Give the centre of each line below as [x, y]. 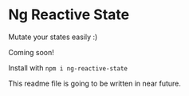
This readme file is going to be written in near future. [95, 83]
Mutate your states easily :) [53, 37]
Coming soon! [31, 52]
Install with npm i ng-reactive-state [68, 68]
